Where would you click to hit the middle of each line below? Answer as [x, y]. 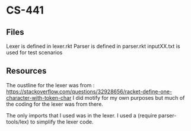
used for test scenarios [34, 53]
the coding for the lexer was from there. [55, 104]
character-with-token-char [39, 97]
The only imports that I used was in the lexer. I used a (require [82, 115]
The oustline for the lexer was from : [50, 85]
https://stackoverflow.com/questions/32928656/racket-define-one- [89, 91]
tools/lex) [18, 122]
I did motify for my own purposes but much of [129, 97]
